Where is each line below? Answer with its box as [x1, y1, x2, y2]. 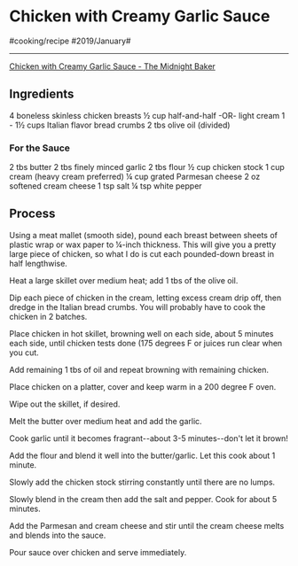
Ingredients [9, 87, 74, 102]
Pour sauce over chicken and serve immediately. [9, 547, 187, 557]
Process [9, 206, 56, 221]
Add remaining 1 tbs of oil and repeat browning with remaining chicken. [9, 364, 269, 375]
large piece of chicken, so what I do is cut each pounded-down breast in [9, 248, 275, 259]
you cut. [9, 347, 40, 358]
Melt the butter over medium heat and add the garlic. [9, 415, 202, 426]
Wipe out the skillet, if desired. [9, 399, 121, 409]
